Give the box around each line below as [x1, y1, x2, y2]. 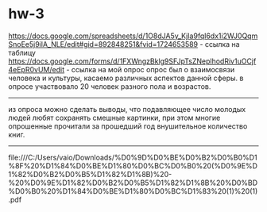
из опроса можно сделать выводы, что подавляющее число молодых [8, 104, 246, 114]
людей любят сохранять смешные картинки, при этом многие [8, 113, 221, 122]
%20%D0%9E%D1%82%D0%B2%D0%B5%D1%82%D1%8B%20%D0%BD [8, 178, 258, 187]
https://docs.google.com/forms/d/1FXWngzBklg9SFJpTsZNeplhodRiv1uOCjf [8, 56, 257, 66]
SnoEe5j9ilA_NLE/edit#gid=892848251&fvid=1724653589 [8, 39, 199, 48]
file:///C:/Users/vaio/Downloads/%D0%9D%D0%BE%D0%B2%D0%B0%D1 [8, 152, 257, 162]
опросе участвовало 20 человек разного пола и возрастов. [8, 81, 211, 91]
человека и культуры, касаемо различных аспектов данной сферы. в [8, 73, 244, 83]
